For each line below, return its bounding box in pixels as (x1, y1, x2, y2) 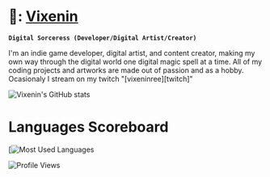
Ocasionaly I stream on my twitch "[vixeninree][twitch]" (8, 74, 193, 83)
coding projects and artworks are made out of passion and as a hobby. (8, 65, 244, 75)
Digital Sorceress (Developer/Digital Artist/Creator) (8, 34, 197, 42)
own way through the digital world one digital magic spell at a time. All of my (8, 57, 263, 66)
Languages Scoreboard (8, 118, 169, 137)
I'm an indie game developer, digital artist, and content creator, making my (8, 48, 255, 57)
